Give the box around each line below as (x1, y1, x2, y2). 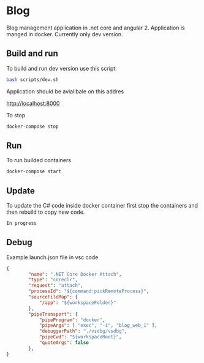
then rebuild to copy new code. (6, 208, 85, 216)
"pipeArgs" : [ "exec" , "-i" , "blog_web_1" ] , (39, 322, 157, 329)
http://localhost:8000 (6, 100, 60, 107)
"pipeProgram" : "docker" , (39, 317, 105, 323)
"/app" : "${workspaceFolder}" (39, 299, 116, 306)
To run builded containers (6, 157, 72, 164)
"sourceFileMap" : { (28, 294, 78, 300)
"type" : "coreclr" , (28, 277, 78, 283)
